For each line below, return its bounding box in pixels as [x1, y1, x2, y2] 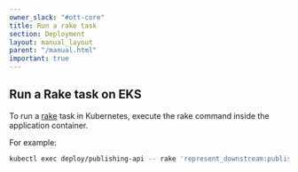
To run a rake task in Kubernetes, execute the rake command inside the [9, 110, 270, 121]
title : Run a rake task [9, 21, 98, 30]
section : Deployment [9, 29, 86, 38]
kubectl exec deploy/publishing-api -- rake [9, 154, 176, 163]
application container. [9, 120, 89, 130]
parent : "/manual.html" [9, 46, 98, 55]
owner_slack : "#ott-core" [9, 12, 105, 22]
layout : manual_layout [9, 37, 93, 47]
